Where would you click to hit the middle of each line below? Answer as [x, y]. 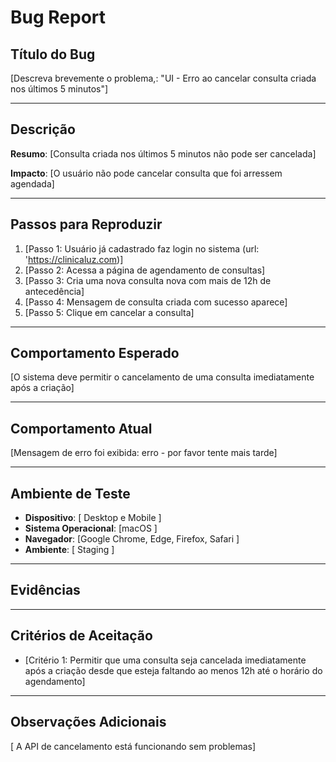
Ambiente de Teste [70, 493]
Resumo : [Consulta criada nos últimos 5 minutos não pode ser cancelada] [163, 153]
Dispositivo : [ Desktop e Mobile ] [93, 518]
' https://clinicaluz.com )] [74, 259]
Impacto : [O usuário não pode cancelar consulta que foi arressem [146, 173]
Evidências [45, 590]
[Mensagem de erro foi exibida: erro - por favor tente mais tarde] [144, 453]
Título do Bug [53, 54]
